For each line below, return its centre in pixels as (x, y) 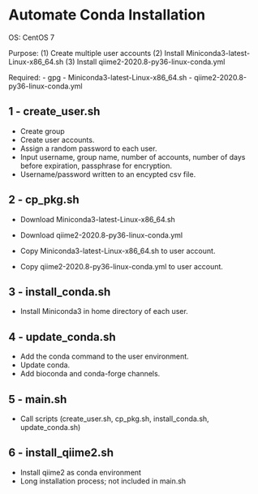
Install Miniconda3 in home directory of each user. (104, 311)
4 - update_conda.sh (62, 337)
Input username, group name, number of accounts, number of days (133, 157)
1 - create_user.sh (54, 112)
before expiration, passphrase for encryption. (96, 165)
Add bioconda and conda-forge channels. (90, 374)
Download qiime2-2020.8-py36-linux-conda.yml (101, 235)
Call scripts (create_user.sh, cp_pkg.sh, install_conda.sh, (114, 419)
